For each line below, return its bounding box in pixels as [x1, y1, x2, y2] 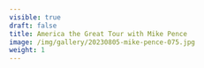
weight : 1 [9, 46, 46, 55]
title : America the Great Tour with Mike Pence [9, 29, 188, 38]
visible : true [9, 12, 62, 22]
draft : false [9, 21, 57, 30]
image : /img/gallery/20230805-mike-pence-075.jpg [9, 37, 196, 47]
